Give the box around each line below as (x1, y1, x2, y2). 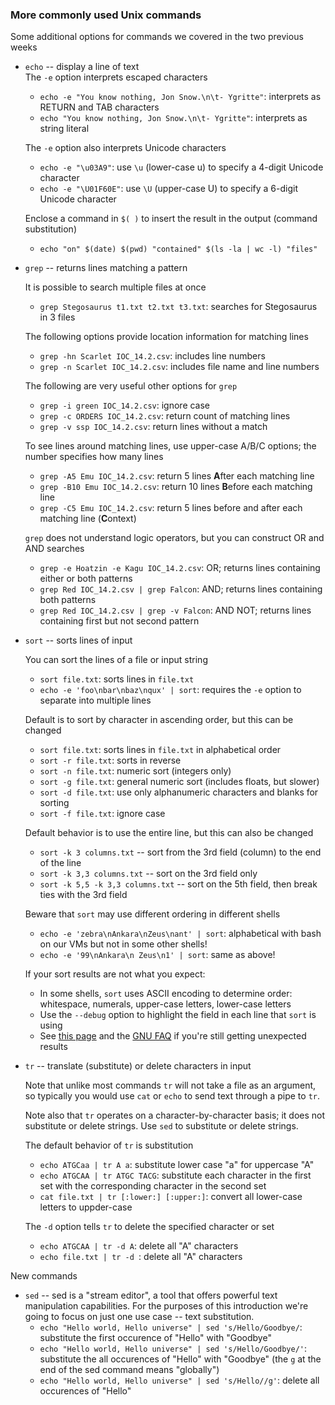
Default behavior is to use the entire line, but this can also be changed (24, 827, 314, 839)
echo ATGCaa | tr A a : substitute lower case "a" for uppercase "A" (39, 1159, 315, 1171)
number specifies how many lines (24, 451, 164, 463)
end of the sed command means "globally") (39, 1364, 220, 1376)
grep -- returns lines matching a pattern (24, 262, 188, 274)
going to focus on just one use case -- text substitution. (24, 1311, 255, 1323)
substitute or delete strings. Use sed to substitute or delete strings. (24, 1120, 299, 1132)
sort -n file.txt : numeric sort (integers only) (39, 765, 232, 777)
